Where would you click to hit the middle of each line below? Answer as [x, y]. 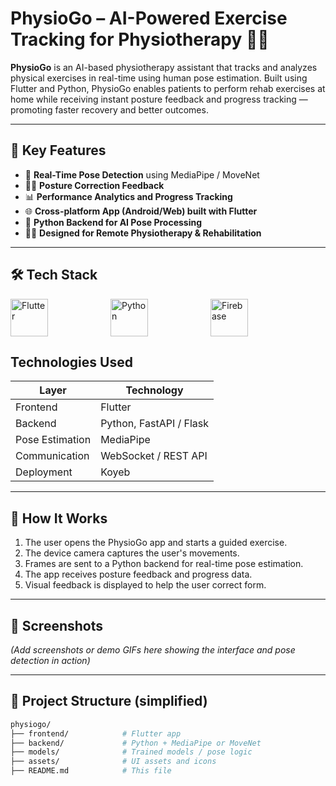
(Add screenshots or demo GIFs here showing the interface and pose [153, 650]
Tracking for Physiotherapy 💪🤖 [140, 39]
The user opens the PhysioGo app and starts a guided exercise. [156, 543]
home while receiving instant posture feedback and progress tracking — [159, 99]
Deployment [44, 472]
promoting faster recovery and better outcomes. [109, 109]
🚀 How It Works [59, 518]
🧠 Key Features [58, 150]
